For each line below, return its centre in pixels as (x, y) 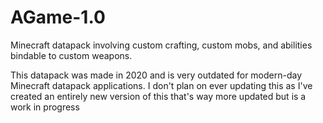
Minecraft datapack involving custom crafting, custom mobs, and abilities (161, 45)
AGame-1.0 (58, 17)
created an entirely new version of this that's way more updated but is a (158, 96)
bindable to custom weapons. (71, 55)
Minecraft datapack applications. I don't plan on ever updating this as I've (161, 85)
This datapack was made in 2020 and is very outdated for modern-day (156, 75)
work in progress (45, 107)
